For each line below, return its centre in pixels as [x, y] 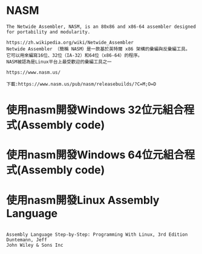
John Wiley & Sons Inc [35, 246]
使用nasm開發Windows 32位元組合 [95, 110]
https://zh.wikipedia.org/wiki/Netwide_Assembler [70, 42]
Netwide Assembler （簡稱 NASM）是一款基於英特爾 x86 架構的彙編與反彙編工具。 [98, 49]
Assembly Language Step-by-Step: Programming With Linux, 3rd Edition [97, 235]
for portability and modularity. [48, 32]
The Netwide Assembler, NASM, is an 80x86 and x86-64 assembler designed [101, 27]
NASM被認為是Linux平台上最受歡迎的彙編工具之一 [59, 62]
